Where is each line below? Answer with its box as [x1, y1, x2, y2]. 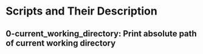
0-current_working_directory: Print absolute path [5, 29, 197, 39]
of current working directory [5, 38, 116, 48]
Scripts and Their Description [5, 4, 157, 18]
